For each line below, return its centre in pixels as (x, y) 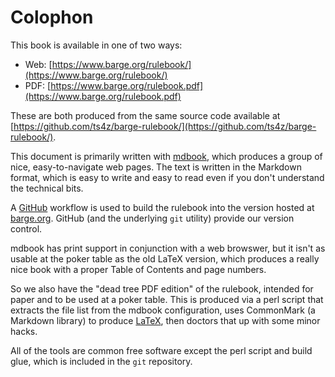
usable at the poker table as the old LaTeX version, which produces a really (165, 258)
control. (26, 228)
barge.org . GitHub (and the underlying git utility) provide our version (152, 218)
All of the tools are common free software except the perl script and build (161, 350)
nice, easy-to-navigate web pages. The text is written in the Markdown (156, 167)
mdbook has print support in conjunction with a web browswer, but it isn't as (168, 248)
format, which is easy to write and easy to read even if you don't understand (167, 177)
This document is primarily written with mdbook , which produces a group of (166, 156)
